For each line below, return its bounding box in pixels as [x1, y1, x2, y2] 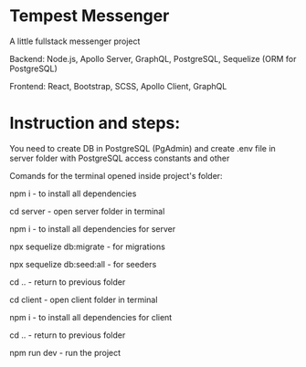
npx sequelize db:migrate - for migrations [9, 241, 166, 252]
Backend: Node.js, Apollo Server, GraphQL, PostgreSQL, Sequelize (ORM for [9, 53, 297, 64]
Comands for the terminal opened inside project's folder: [9, 170, 223, 181]
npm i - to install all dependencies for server [9, 223, 176, 234]
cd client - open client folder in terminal [9, 294, 158, 305]
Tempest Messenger [9, 5, 170, 26]
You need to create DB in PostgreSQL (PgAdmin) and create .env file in [9, 142, 276, 153]
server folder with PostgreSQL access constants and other [9, 152, 230, 163]
